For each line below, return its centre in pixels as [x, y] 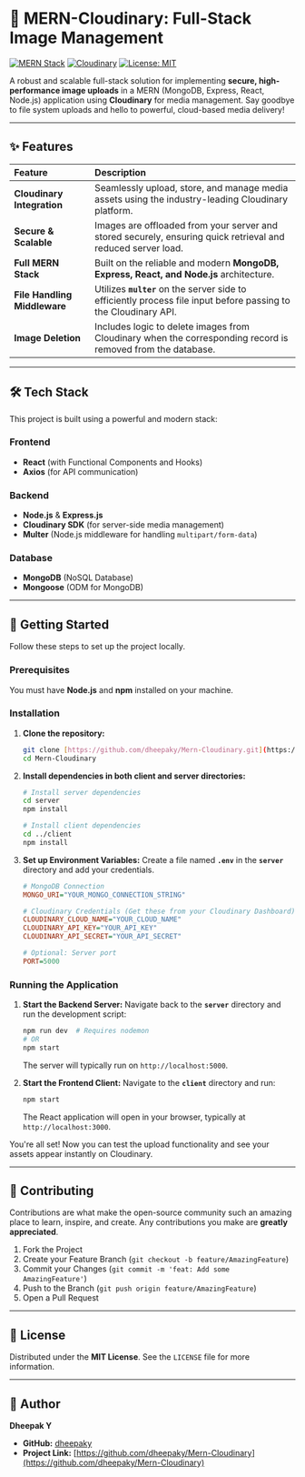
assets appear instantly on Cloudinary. [81, 1153]
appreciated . [34, 1232]
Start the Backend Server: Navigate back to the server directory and [152, 1005]
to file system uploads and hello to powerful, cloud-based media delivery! [147, 109]
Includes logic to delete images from [172, 327]
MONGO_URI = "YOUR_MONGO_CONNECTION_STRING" [104, 895]
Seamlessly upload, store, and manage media [192, 187]
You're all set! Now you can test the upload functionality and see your [139, 1144]
